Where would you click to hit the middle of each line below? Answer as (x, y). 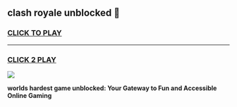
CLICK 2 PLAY (32, 59)
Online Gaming (30, 95)
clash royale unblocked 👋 (63, 13)
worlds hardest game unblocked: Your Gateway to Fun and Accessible (112, 88)
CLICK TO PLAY (35, 33)
